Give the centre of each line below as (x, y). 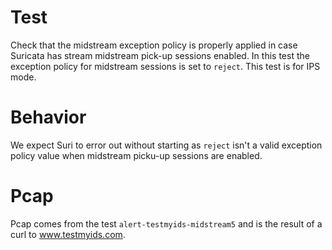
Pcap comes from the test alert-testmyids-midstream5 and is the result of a (166, 223)
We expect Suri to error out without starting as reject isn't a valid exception (166, 145)
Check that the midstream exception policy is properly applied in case (154, 45)
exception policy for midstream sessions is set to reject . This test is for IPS (165, 66)
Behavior (48, 117)
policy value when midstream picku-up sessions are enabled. (136, 155)
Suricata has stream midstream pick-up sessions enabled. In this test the (160, 55)
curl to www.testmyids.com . (68, 234)
